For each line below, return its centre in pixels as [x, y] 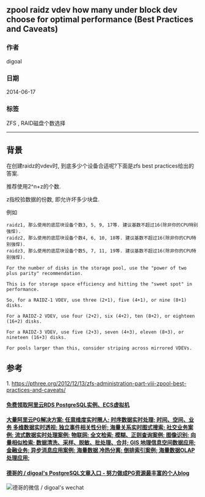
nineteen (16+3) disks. [37, 338]
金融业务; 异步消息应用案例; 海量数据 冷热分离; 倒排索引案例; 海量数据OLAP [101, 450]
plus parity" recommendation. [45, 274]
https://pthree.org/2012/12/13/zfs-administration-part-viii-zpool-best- [99, 383]
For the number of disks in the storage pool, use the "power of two [97, 268]
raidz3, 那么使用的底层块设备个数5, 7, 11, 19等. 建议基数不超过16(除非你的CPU [99, 251]
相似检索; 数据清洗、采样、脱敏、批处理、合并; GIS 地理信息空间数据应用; [103, 443]
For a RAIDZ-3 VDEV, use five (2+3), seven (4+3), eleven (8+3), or [95, 332]
